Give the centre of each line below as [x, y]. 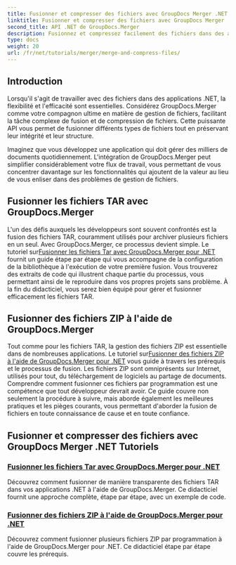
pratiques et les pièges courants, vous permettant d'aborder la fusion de [112, 406]
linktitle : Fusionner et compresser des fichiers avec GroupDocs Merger [116, 20]
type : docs [23, 40]
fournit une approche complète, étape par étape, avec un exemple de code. [117, 497]
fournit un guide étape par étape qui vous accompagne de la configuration [115, 259]
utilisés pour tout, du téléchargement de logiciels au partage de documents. [117, 376]
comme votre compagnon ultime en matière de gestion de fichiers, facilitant [117, 113]
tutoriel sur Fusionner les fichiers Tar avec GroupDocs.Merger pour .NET [111, 252]
